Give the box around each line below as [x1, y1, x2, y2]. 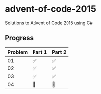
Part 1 [32, 48, 47, 55]
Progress [5, 34, 34, 42]
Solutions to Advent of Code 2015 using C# [5, 20, 93, 26]
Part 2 [51, 48, 67, 55]
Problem [7, 48, 28, 55]
